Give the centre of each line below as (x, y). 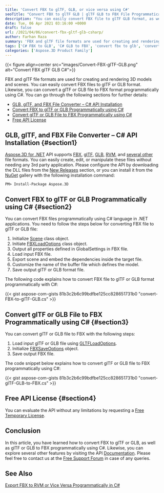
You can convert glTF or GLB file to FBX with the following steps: (70, 334)
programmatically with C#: (32, 285)
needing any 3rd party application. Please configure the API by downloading (82, 165)
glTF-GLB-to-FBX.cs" (27, 383)
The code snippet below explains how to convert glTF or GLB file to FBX (78, 363)
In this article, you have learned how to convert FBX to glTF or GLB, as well (80, 443)
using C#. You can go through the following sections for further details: (76, 95)
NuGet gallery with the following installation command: (60, 175)
